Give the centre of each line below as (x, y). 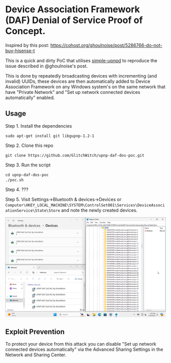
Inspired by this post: (27, 45)
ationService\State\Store (33, 210)
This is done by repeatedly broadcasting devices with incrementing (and (81, 76)
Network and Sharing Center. (36, 355)
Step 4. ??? (17, 189)
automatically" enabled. (30, 98)
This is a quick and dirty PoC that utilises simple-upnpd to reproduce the (81, 60)
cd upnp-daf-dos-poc (27, 175)
